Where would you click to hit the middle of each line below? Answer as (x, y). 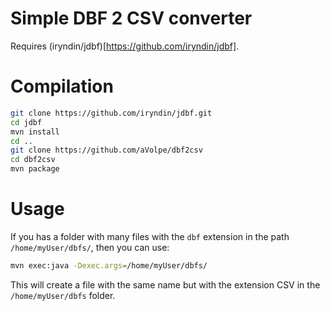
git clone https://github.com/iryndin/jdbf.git (111, 113)
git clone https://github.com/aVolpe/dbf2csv (106, 150)
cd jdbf (26, 122)
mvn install (35, 132)
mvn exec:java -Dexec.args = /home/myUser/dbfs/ (109, 265)
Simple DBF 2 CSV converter (131, 18)
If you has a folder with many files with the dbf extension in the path (150, 236)
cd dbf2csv (33, 160)
